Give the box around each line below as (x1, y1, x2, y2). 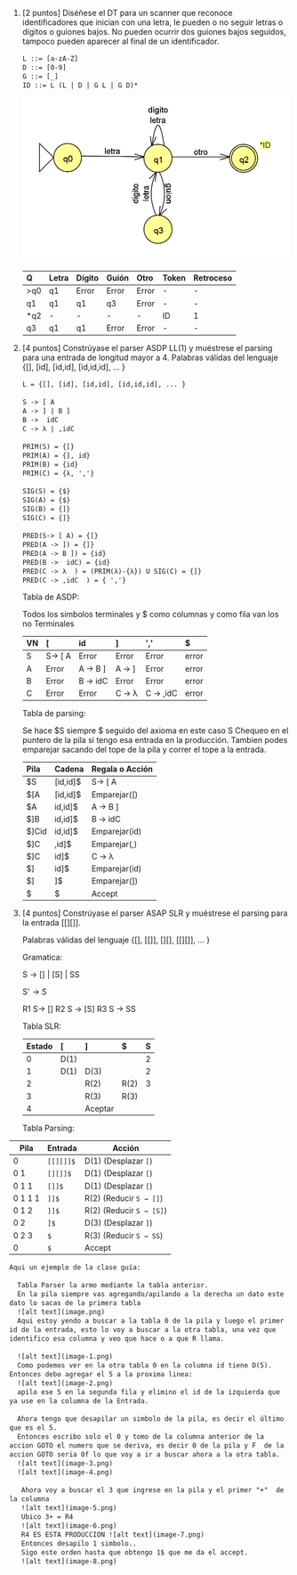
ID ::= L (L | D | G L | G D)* (21, 81, 139, 90)
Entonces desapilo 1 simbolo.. (20, 1539, 138, 1548)
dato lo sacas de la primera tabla (9, 1299, 141, 1308)
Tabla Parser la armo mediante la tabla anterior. (17, 1281, 209, 1290)
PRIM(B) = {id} (21, 460, 79, 469)
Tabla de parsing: (21, 707, 86, 718)
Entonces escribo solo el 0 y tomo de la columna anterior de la (17, 1432, 265, 1441)
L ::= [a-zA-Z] (21, 54, 79, 63)
